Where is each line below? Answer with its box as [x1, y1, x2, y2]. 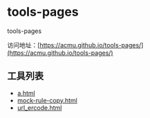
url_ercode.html [17, 104, 62, 112]
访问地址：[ [7, 40, 40, 49]
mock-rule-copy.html [17, 96, 77, 104]
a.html [17, 88, 36, 97]
